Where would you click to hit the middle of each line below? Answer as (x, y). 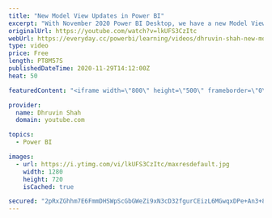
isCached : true (49, 187)
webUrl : (21, 38)
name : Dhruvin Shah (49, 113)
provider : (25, 105)
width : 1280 (43, 172)
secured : (23, 201)
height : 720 (43, 179)
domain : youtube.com (50, 120)
